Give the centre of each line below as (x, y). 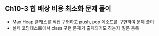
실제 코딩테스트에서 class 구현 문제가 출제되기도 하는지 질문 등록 (76, 28)
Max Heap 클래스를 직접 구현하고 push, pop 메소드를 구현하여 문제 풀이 (83, 22)
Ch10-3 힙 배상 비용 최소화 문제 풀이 (58, 9)
